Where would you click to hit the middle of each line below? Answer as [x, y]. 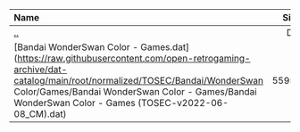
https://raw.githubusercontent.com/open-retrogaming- [134, 58]
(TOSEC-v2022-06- [183, 103]
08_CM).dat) [40, 114]
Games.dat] [165, 47]
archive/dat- [41, 69]
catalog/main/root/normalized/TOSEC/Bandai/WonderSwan [138, 81]
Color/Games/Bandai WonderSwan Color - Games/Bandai [135, 91]
